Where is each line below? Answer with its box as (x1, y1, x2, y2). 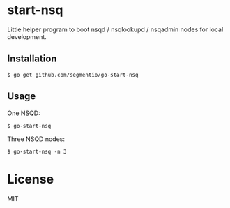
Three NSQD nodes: (7, 135, 65, 143)
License (7, 171, 54, 187)
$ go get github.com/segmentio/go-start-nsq (7, 71, 139, 78)
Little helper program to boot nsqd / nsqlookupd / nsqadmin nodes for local (7, 25, 224, 34)
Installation (7, 53, 57, 65)
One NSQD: (7, 109, 40, 117)
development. (7, 32, 47, 40)
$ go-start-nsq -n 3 (7, 148, 68, 155)
